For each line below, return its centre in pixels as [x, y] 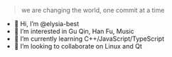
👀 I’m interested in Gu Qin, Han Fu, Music [74, 31]
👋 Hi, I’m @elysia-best [47, 24]
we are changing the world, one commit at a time [93, 10]
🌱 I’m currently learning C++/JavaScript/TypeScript [89, 39]
